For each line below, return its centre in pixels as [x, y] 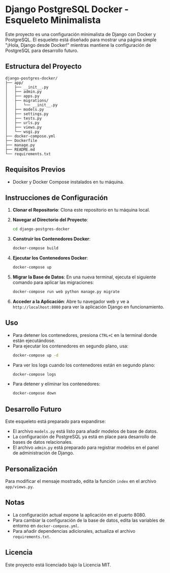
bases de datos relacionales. [42, 442]
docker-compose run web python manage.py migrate [66, 292]
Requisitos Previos [36, 170]
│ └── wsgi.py [22, 132]
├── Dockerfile [21, 140]
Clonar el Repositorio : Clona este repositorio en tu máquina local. [81, 210]
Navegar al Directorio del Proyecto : [50, 220]
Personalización [31, 469]
